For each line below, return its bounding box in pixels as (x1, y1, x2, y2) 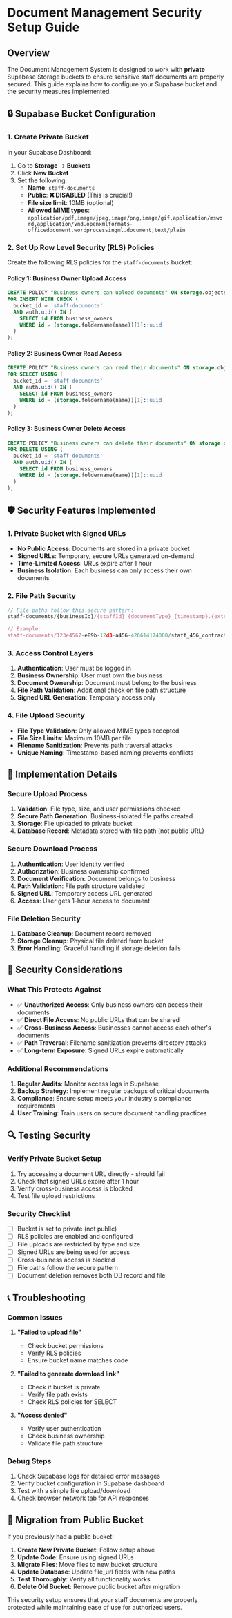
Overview (7, 47, 50, 59)
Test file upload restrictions (17, 1191, 95, 1200)
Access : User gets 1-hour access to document (17, 896, 151, 905)
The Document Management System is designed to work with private (7, 66, 206, 73)
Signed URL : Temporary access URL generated (17, 889, 153, 897)
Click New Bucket (17, 168, 69, 177)
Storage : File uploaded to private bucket (17, 820, 133, 828)
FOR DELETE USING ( (7, 446, 64, 453)
